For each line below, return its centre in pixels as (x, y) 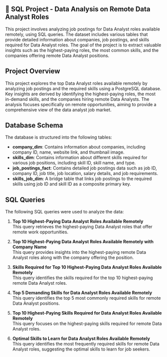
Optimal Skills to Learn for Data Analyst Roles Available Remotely (81, 339)
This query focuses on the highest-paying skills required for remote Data (87, 324)
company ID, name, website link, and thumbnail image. (68, 152)
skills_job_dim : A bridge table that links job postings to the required (82, 179)
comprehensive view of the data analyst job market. (58, 110)
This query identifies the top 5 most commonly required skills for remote (86, 298)
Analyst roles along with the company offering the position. (73, 258)
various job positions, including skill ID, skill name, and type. (74, 163)
